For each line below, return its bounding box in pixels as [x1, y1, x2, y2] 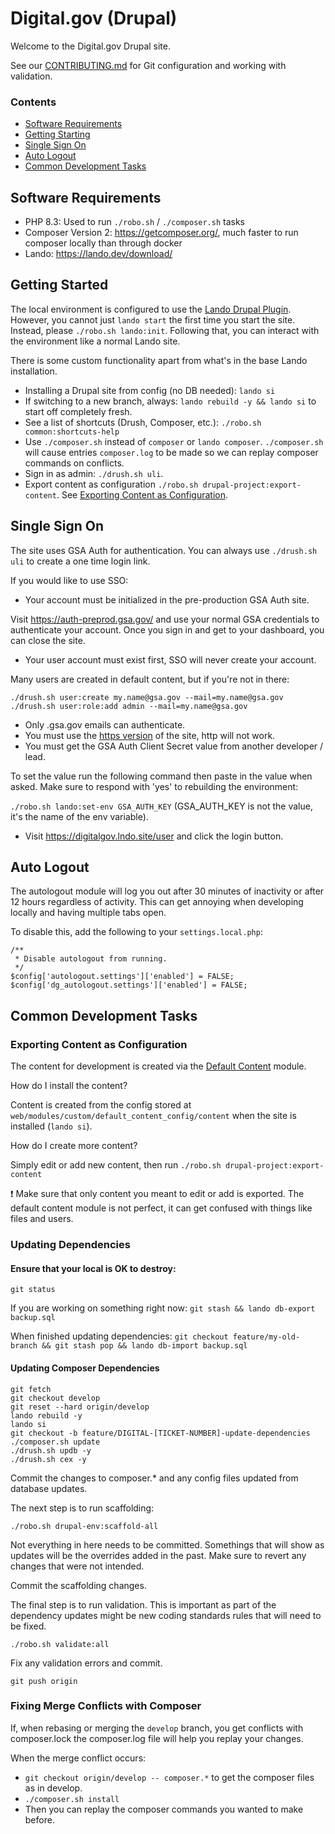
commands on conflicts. [24, 457, 125, 469]
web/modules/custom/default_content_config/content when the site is [10, 1110, 297, 1122]
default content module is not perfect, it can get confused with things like [10, 1202, 313, 1214]
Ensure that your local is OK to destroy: [10, 1262, 177, 1274]
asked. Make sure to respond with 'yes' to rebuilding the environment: [10, 780, 299, 792]
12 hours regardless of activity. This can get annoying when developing [10, 896, 304, 908]
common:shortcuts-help [24, 427, 120, 437]
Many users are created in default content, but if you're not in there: [10, 673, 290, 685]
